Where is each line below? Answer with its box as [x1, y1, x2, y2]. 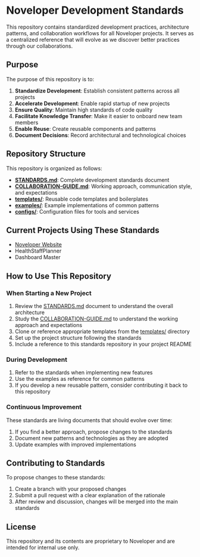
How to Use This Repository [6, 271, 112, 281]
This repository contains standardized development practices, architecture [6, 23, 189, 30]
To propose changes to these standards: [6, 474, 106, 481]
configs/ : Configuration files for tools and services [14, 208, 140, 215]
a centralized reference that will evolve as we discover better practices [6, 36, 180, 43]
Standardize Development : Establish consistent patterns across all [14, 87, 180, 94]
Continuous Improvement [6, 403, 82, 411]
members [14, 119, 39, 126]
